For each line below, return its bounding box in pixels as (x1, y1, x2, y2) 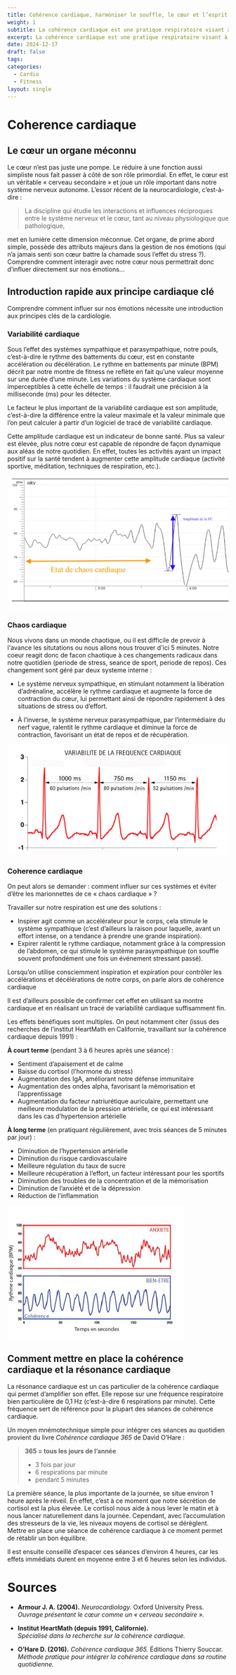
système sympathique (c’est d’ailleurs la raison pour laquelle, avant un (17, 925, 221, 933)
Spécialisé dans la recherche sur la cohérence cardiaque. (17, 1631, 186, 1640)
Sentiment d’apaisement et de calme (17, 1060, 124, 1068)
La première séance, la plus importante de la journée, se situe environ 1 (7, 1489, 214, 1498)
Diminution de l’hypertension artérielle (17, 1147, 129, 1155)
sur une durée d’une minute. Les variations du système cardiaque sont (7, 375, 211, 383)
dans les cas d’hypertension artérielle (17, 1112, 126, 1121)
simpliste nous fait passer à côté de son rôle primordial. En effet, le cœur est (7, 171, 228, 179)
